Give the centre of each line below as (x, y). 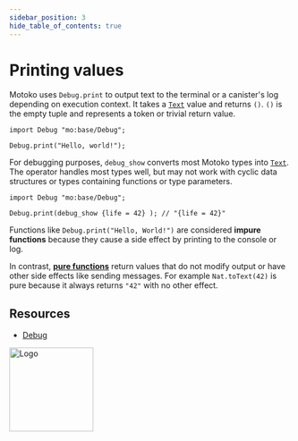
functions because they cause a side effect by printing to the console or (143, 240)
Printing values (67, 70)
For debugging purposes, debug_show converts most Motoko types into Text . (149, 163)
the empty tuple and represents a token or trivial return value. (122, 114)
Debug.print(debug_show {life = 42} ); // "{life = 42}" (118, 214)
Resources (40, 314)
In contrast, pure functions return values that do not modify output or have (148, 267)
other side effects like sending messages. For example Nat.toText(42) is (143, 276)
